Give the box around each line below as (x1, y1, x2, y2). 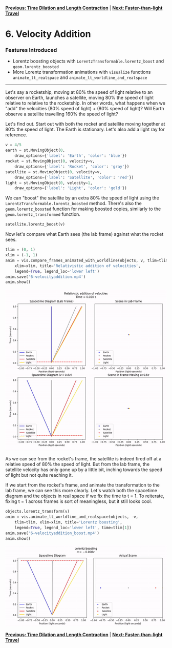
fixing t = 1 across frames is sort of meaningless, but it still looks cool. (5, 498, 152, 504)
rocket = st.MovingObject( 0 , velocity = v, (5, 159, 95, 164)
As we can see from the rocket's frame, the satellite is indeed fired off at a (5, 456, 162, 462)
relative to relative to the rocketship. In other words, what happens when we (5, 100, 165, 106)
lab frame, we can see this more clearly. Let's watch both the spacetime (5, 488, 158, 494)
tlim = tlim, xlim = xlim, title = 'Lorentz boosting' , (14, 520, 123, 525)
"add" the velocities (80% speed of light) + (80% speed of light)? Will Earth (5, 106, 164, 112)
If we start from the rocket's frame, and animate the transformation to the (5, 482, 160, 488)
